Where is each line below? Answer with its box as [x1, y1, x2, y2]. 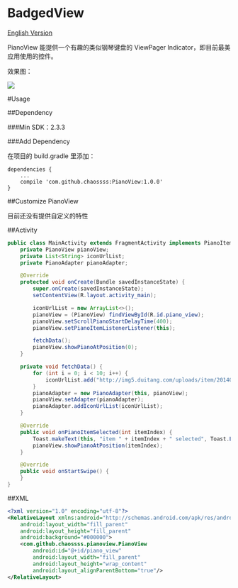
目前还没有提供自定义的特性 [7, 211, 89, 220]
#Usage [7, 94, 30, 103]
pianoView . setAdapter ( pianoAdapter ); [33, 396, 144, 404]
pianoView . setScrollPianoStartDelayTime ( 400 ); [33, 318, 173, 325]
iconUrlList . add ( [45, 376, 97, 384]
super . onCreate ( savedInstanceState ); [33, 285, 144, 292]
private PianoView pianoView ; [20, 246, 110, 253]
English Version [7, 28, 53, 37]
